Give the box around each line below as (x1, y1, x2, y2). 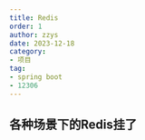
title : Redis (9, 13, 59, 23)
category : (9, 47, 47, 56)
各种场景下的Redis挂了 (9, 117, 138, 133)
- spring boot (9, 73, 63, 82)
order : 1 (9, 22, 43, 31)
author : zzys (9, 30, 59, 39)
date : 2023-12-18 (9, 38, 75, 48)
